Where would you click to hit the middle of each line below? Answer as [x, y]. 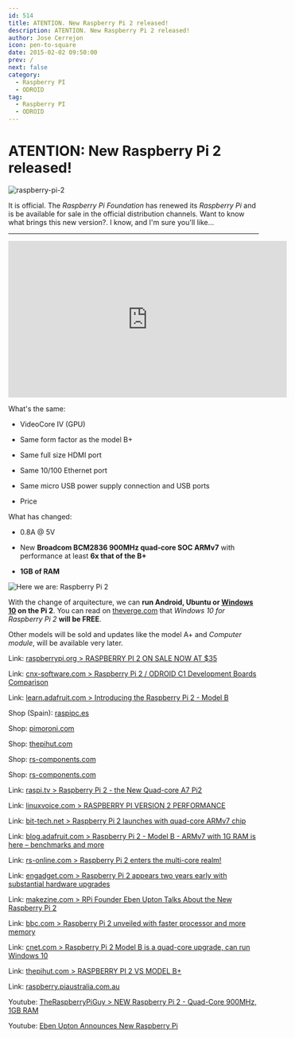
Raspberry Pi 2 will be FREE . [55, 619]
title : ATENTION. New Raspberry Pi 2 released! [89, 23]
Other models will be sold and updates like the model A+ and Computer [125, 634]
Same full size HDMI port [60, 455]
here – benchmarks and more [56, 845]
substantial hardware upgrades [59, 884]
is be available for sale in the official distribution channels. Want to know [126, 214]
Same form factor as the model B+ [76, 439]
